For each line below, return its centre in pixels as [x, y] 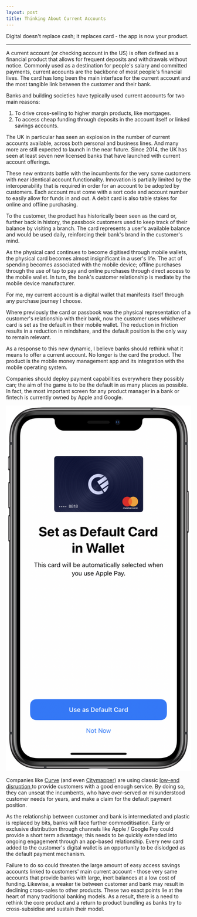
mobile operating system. [37, 367]
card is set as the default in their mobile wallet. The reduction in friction [92, 324]
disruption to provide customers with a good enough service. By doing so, [96, 786]
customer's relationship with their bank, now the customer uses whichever [96, 318]
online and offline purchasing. [42, 204]
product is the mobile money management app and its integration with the [95, 361]
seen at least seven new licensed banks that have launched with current [93, 155]
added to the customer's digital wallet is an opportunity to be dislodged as [96, 847]
